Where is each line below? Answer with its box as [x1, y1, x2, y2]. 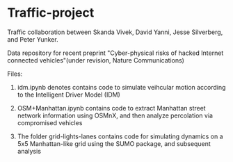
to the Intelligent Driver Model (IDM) [17, 90, 120, 99]
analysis [17, 147, 42, 155]
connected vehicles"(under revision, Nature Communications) [7, 56, 184, 64]
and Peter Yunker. [7, 35, 58, 43]
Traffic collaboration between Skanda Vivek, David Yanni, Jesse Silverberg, [7, 28, 223, 36]
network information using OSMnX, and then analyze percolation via [17, 111, 214, 120]
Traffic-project [7, 5, 95, 21]
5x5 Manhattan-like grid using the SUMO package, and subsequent [17, 139, 211, 147]
